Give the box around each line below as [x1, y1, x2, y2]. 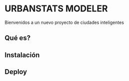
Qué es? [4, 34, 31, 42]
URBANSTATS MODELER [4, 3, 108, 14]
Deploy [4, 68, 27, 76]
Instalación [4, 51, 40, 59]
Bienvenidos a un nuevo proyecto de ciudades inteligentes [4, 19, 125, 25]
